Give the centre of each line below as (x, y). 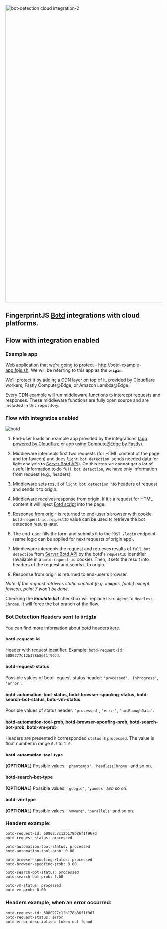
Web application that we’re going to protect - (51, 365)
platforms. (22, 323)
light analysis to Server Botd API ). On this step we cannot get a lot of (83, 464)
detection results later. (36, 524)
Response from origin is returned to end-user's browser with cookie (82, 514)
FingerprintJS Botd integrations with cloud (73, 316)
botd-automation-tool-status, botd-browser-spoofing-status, (71, 694)
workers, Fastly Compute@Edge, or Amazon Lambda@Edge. (68, 385)
